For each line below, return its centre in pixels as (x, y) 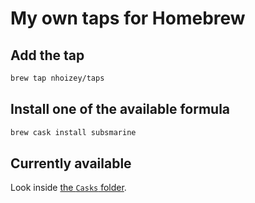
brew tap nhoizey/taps (57, 78)
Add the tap (47, 55)
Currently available (71, 163)
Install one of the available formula (120, 109)
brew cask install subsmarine (73, 132)
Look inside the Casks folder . (68, 188)
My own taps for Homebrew (128, 18)
